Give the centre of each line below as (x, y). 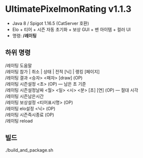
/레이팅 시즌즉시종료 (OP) (30, 115)
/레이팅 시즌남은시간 (24, 96)
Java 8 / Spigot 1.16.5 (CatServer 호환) (51, 23)
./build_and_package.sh (29, 150)
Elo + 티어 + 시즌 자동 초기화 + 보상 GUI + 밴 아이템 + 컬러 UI (71, 29)
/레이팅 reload (19, 121)
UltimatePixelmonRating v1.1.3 (68, 9)
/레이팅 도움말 (18, 65)
